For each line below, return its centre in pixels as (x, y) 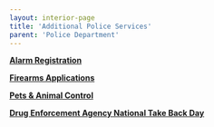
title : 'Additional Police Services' (81, 26)
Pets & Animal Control (51, 95)
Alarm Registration (46, 61)
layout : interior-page (52, 18)
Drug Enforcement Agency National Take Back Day (107, 113)
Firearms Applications (52, 78)
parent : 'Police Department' (64, 34)
